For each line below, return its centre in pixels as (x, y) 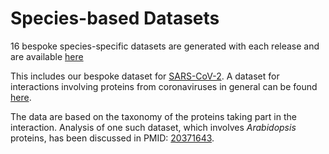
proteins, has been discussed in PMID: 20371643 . (112, 138)
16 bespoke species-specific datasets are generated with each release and (165, 46)
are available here (47, 56)
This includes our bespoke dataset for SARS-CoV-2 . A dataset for (145, 76)
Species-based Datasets (115, 18)
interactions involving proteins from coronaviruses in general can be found (164, 86)
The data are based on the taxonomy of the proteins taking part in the (153, 116)
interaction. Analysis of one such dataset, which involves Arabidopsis (153, 127)
